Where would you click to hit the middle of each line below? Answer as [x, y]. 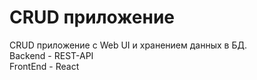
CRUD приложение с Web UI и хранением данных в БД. [128, 45]
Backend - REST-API [51, 55]
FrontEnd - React [44, 66]
